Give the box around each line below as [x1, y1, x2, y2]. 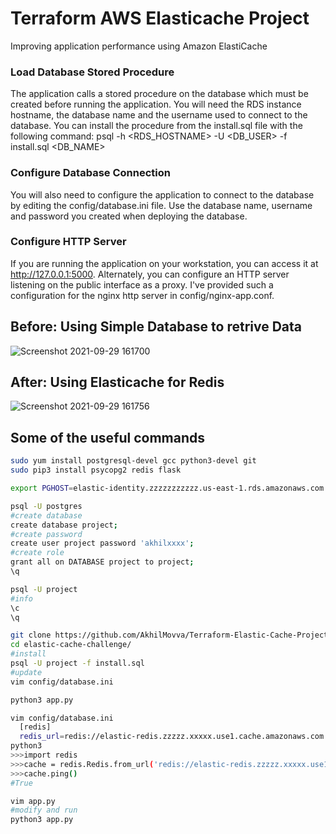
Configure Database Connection [10, 166, 171, 180]
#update [10, 667, 43, 677]
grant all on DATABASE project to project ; [10, 557, 195, 567]
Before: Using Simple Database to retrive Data [10, 318, 303, 336]
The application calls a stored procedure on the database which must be [10, 88, 309, 100]
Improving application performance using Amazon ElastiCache [10, 40, 268, 52]
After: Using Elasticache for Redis [10, 374, 225, 391]
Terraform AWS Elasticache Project [10, 7, 310, 30]
